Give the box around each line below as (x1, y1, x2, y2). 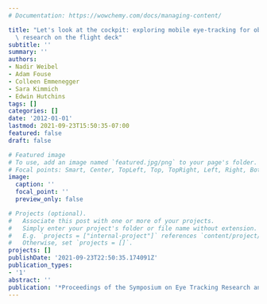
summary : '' (8, 48, 48, 56)
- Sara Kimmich (8, 85, 59, 93)
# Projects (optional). (8, 210, 87, 217)
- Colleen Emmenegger (8, 77, 80, 86)
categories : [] (8, 107, 59, 115)
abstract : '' (8, 275, 52, 284)
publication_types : (8, 261, 73, 269)
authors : (8, 56, 37, 63)
